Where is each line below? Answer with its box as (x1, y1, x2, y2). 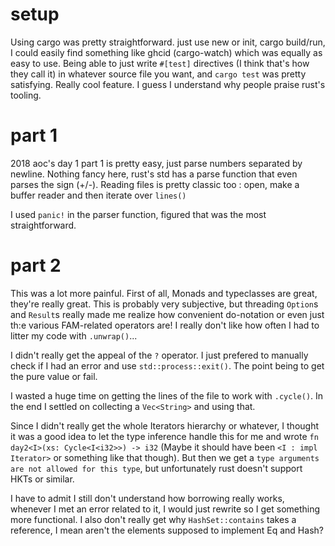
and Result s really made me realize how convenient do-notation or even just (10, 308, 325, 320)
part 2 (10, 254, 62, 277)
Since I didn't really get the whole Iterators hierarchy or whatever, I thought (10, 419, 320, 432)
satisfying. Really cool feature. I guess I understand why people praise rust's (10, 78, 326, 90)
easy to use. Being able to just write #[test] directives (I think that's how (10, 57, 310, 69)
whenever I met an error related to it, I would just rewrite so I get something (10, 503, 321, 515)
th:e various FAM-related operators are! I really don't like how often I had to (10, 319, 320, 331)
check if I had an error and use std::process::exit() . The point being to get (10, 359, 325, 372)
